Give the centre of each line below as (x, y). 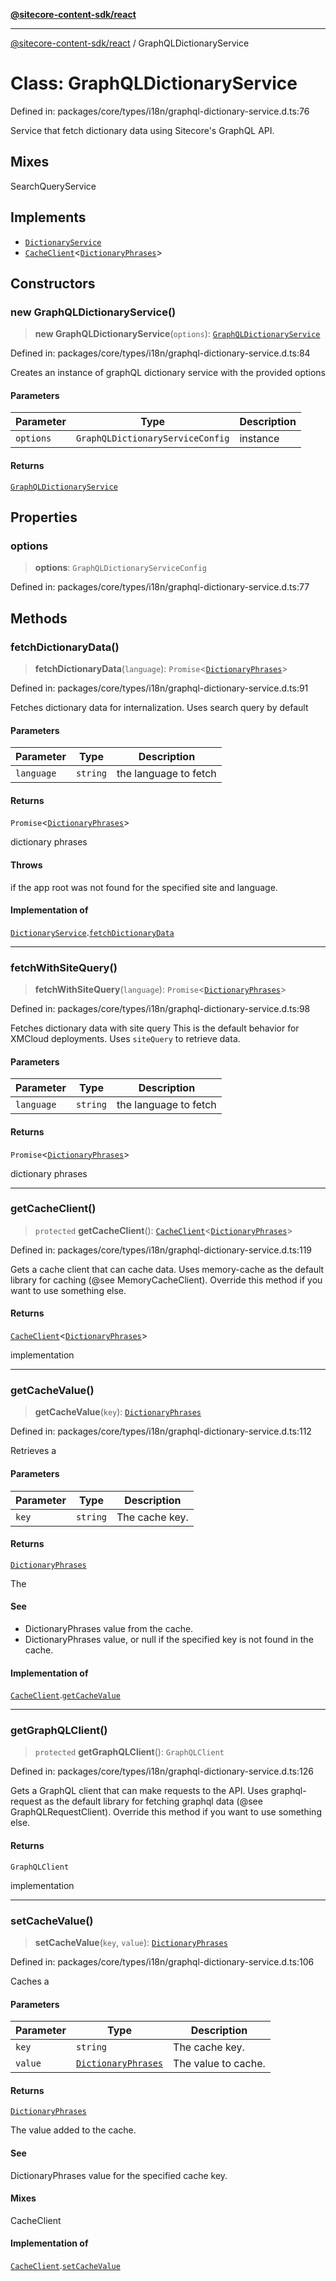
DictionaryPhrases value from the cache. (109, 1628)
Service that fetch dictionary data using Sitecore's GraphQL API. (142, 130)
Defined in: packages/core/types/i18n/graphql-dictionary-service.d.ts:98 (160, 1009)
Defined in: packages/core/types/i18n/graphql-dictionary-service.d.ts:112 (161, 1431)
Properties (44, 517)
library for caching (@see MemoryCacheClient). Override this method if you (166, 1280)
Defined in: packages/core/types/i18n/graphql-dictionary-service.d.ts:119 (161, 1250)
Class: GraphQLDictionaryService (154, 83)
